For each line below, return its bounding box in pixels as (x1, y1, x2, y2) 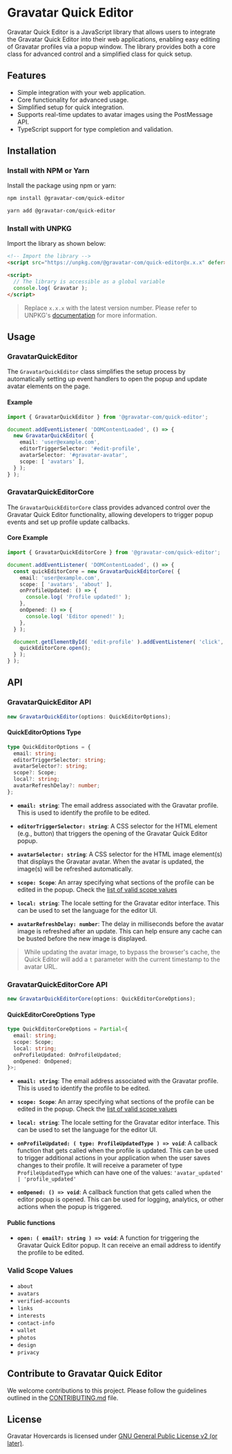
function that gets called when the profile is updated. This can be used (17, 1147, 219, 1155)
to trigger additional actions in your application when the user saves (17, 1154, 211, 1162)
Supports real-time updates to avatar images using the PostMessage (17, 110, 213, 118)
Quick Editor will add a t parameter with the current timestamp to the (23, 955, 220, 963)
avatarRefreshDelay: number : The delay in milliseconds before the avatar (17, 919, 224, 928)
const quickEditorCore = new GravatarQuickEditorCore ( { (13, 567, 181, 575)
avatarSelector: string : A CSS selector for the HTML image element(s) (17, 850, 223, 858)
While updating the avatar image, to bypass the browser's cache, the (23, 947, 221, 956)
